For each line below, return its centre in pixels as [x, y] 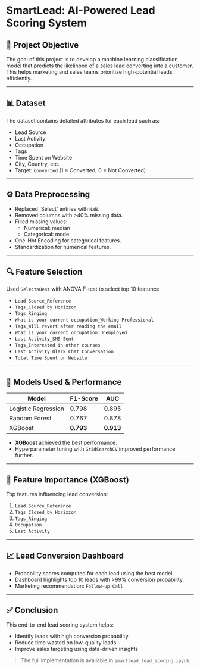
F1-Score [84, 398]
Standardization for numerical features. [63, 247]
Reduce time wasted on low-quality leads [65, 642]
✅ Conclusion [32, 610]
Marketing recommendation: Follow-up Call [69, 586]
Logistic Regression [37, 409]
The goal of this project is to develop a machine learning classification [92, 59]
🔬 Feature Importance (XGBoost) [68, 480]
